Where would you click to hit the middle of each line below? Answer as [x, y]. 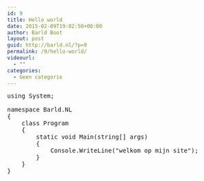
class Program [45, 123]
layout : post [26, 39]
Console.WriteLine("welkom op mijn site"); [124, 151]
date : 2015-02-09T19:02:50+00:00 [55, 26]
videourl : [21, 58]
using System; [31, 96]
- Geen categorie [38, 77]
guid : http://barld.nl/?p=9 [47, 45]
